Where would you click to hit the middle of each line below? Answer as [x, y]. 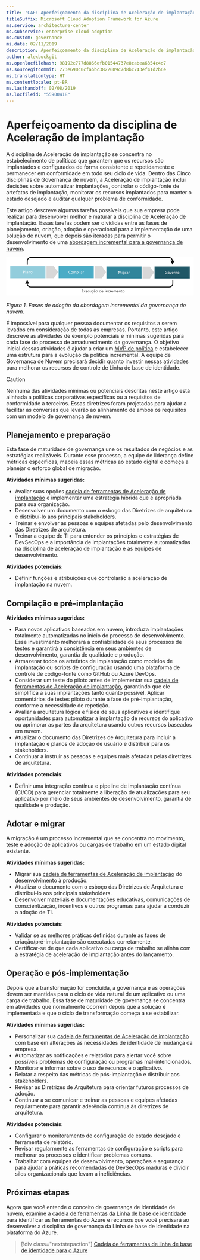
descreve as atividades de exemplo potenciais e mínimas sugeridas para [95, 335]
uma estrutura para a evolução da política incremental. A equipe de [89, 355]
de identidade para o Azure [54, 1250]
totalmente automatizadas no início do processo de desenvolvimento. [100, 636]
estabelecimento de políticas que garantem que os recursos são [85, 160]
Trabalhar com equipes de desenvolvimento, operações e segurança [99, 1161]
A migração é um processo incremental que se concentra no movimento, [96, 838]
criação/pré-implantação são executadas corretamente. [83, 941]
